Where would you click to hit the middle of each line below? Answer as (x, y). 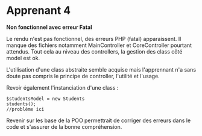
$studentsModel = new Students (46, 99)
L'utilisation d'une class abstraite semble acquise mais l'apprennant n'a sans (101, 69)
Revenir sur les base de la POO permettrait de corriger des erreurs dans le (99, 120)
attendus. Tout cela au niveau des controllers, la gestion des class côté (94, 51)
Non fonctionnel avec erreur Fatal (49, 27)
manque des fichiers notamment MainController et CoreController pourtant (99, 45)
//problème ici (25, 109)
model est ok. (23, 58)
